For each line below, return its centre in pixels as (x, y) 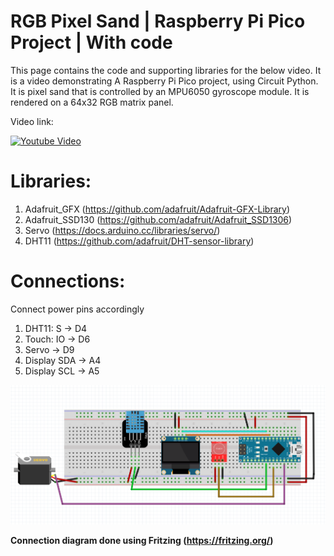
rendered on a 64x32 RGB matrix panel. (92, 102)
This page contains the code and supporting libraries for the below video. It (166, 70)
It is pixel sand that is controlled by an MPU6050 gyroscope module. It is (160, 91)
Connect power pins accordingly (77, 309)
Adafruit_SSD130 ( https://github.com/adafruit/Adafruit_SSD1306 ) (158, 219)
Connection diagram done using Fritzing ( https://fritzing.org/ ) (142, 541)
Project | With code (91, 42)
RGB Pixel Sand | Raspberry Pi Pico (158, 21)
